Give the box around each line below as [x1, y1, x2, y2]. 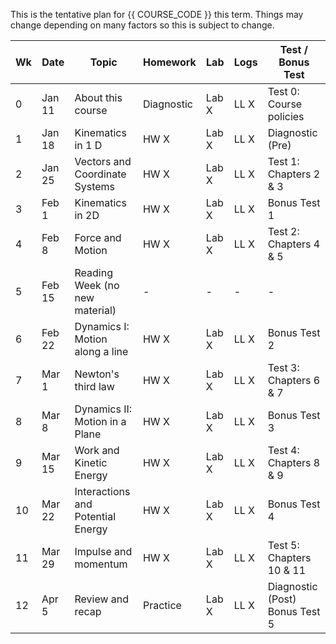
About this [74, 91, 123, 104]
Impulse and [74, 545, 133, 558]
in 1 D [74, 139, 103, 152]
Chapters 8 [267, 456, 321, 469]
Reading [74, 266, 113, 279]
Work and [74, 444, 120, 457]
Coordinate [74, 167, 127, 181]
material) [74, 304, 117, 317]
